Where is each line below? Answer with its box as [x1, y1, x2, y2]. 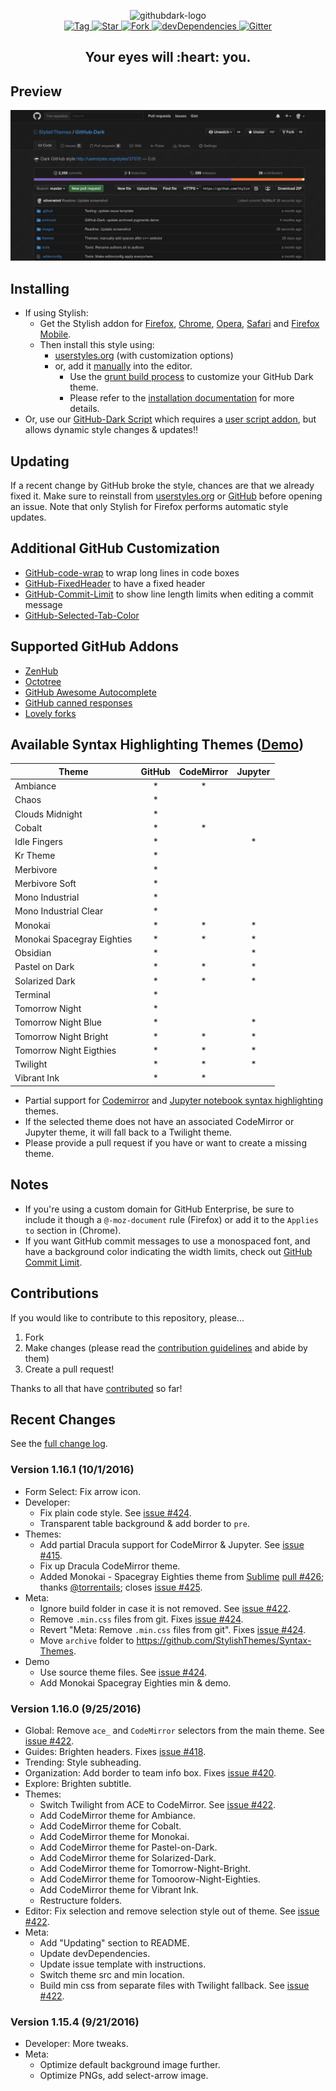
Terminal [14, 988, 51, 1000]
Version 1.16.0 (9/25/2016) [10, 1701, 142, 1715]
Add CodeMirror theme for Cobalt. [39, 1820, 182, 1832]
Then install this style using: [39, 339, 155, 351]
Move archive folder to [39, 1634, 135, 1646]
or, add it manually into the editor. [54, 360, 193, 372]
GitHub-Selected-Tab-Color [24, 609, 140, 621]
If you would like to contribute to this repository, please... [10, 1311, 245, 1324]
